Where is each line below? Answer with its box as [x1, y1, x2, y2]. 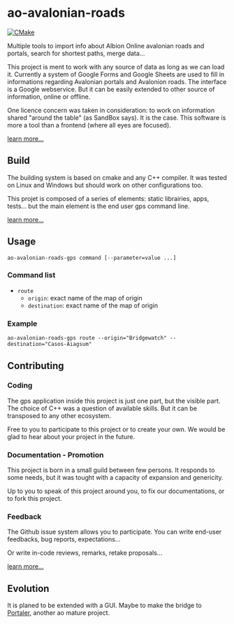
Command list [7, 270, 56, 280]
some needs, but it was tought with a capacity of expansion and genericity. [7, 473, 224, 482]
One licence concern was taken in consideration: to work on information [7, 106, 215, 114]
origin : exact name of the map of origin [27, 293, 142, 302]
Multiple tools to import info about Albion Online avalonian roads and [7, 41, 205, 50]
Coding [7, 380, 33, 390]
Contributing [7, 359, 64, 372]
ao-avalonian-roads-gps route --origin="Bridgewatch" [7, 335, 168, 342]
